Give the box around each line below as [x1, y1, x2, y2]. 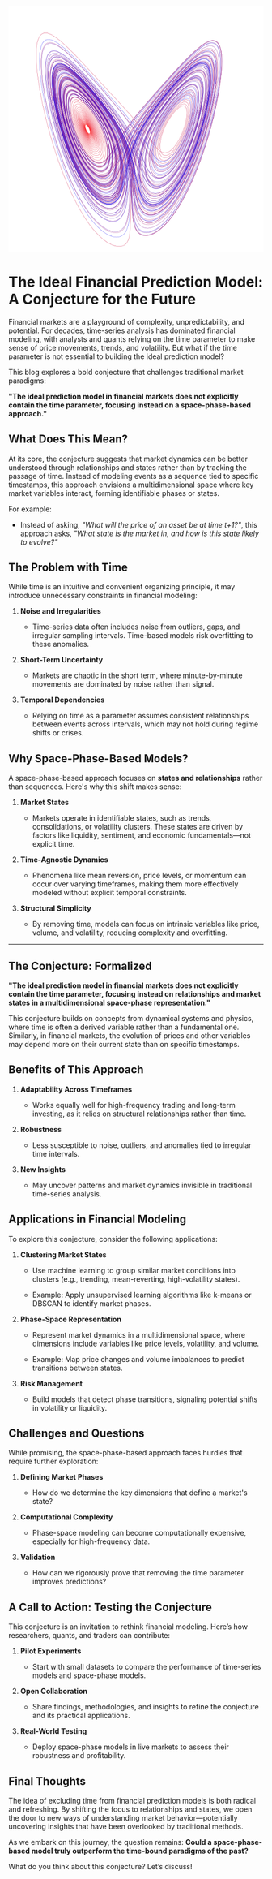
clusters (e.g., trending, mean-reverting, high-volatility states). [32, 1273, 240, 1284]
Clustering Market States [19, 1249, 107, 1260]
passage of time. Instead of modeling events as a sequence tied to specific [8, 471, 259, 481]
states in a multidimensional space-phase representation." [8, 998, 210, 1008]
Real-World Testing [19, 1726, 87, 1736]
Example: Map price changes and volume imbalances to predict [32, 1354, 244, 1364]
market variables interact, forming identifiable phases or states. [8, 488, 220, 498]
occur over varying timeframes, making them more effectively [32, 879, 239, 889]
